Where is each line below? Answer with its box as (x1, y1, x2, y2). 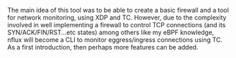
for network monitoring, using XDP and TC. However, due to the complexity (7, 13, 227, 22)
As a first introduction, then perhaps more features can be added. (7, 43, 199, 51)
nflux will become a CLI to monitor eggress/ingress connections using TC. (7, 36, 223, 44)
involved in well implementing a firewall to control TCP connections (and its (7, 21, 226, 29)
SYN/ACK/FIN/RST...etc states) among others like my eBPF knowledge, (7, 28, 214, 36)
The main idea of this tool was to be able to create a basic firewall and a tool (7, 6, 230, 14)
